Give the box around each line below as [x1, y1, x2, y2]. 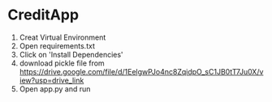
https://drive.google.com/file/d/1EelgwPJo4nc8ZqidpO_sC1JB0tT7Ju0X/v [19, 66, 264, 76]
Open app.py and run [19, 83, 91, 94]
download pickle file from [19, 58, 105, 68]
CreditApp [7, 6, 79, 24]
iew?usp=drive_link [19, 75, 84, 85]
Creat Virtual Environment [19, 32, 106, 42]
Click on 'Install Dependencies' [19, 49, 123, 59]
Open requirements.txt [19, 40, 95, 50]
